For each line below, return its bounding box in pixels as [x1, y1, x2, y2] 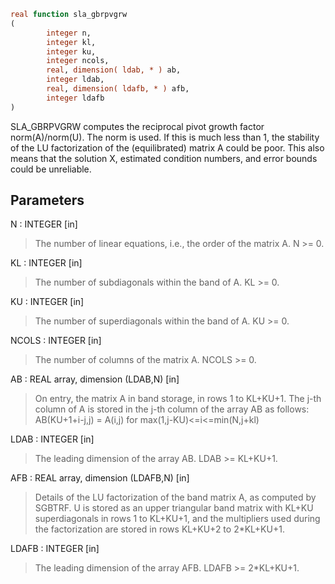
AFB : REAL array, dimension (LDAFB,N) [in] [10, 472, 190, 484]
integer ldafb [46, 93, 105, 103]
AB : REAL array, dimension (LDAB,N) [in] [10, 373, 180, 385]
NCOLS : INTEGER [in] [10, 335, 102, 347]
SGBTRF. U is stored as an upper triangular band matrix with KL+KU [34, 502, 314, 514]
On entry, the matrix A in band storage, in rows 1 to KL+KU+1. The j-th [34, 393, 322, 405]
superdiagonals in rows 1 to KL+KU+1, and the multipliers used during [34, 513, 321, 525]
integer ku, [46, 46, 97, 57]
